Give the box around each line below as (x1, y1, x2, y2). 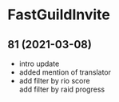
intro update (18, 59, 60, 68)
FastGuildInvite (7, 6, 111, 24)
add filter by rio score (18, 76, 90, 85)
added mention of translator (18, 67, 111, 77)
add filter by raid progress (18, 84, 105, 94)
